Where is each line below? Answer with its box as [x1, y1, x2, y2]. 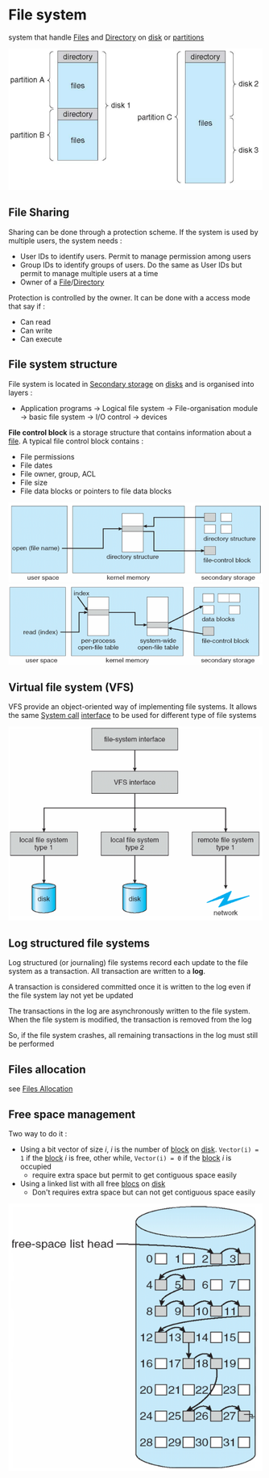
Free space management [8, 1107, 136, 1121]
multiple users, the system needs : [8, 236, 122, 246]
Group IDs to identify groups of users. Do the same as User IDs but [19, 260, 242, 270]
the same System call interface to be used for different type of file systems [8, 711, 257, 720]
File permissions [19, 451, 75, 461]
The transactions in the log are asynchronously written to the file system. [8, 1006, 251, 1016]
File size [19, 477, 48, 487]
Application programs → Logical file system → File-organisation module [19, 403, 259, 413]
